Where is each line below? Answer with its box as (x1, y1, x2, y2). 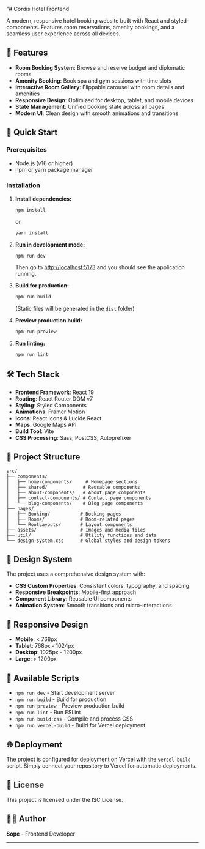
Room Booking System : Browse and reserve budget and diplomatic (15, 64, 185, 71)
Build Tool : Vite (15, 428, 54, 435)
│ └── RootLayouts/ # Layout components (6, 521, 132, 528)
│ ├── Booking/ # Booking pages (6, 511, 121, 517)
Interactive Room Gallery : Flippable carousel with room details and (15, 83, 185, 91)
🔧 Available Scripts (6, 673, 79, 683)
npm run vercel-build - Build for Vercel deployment (15, 722, 146, 729)
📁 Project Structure (6, 452, 81, 462)
